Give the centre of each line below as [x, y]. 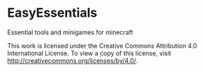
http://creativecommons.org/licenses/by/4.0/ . [73, 60]
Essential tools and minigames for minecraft [70, 32]
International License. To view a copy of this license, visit [89, 53]
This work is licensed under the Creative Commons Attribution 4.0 [102, 45]
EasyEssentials [52, 13]
